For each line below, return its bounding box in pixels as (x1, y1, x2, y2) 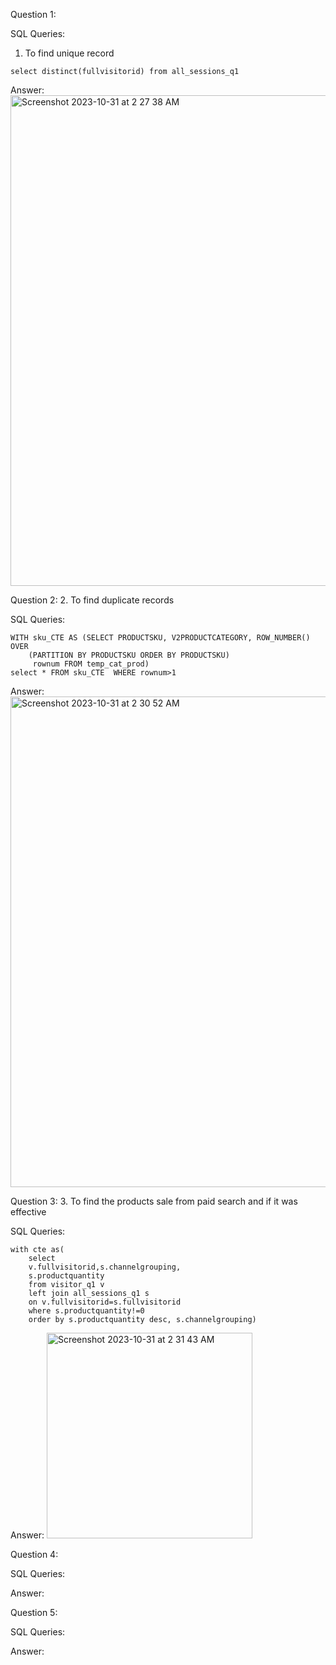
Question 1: (10, 9, 57, 20)
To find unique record (24, 47, 115, 59)
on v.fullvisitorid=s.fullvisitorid (28, 1297, 182, 1307)
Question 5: (10, 1607, 58, 1618)
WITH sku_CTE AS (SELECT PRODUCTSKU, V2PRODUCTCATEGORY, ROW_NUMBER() (10, 633, 311, 643)
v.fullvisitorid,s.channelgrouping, (28, 1262, 182, 1272)
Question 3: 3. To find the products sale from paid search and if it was (10, 1195, 298, 1207)
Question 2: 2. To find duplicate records (10, 594, 175, 606)
